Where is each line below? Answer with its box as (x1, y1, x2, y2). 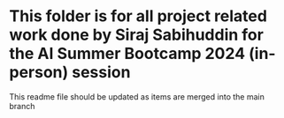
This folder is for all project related (9, 6, 268, 26)
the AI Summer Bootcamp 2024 (9, 44, 246, 63)
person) (9, 63, 69, 83)
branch (9, 100, 35, 111)
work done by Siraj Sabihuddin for (9, 25, 264, 45)
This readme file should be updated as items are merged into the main (9, 91, 265, 102)
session (72, 63, 131, 83)
